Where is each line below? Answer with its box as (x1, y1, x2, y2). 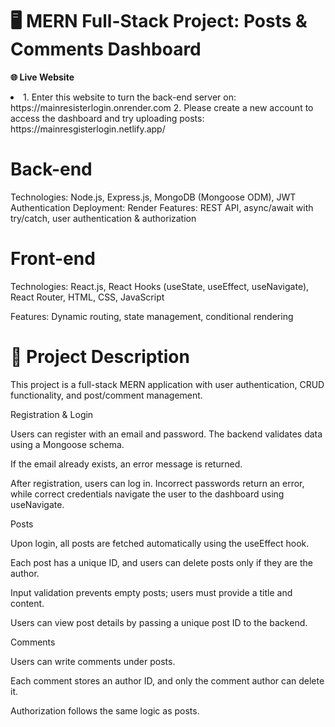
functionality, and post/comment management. (10, 389, 203, 401)
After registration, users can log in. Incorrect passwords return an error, (10, 477, 305, 489)
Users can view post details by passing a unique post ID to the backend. (10, 616, 308, 628)
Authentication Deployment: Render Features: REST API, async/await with (10, 201, 314, 213)
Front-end (10, 248, 96, 270)
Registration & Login (10, 408, 94, 420)
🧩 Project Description (10, 346, 190, 368)
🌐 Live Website (10, 71, 75, 83)
